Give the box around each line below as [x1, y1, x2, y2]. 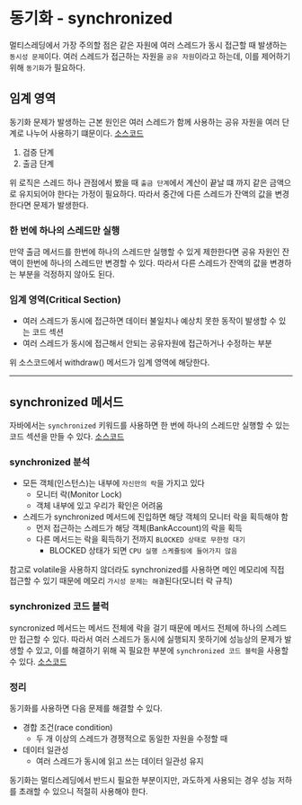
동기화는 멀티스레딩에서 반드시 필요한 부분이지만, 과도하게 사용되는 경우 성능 [9, 774, 276, 786]
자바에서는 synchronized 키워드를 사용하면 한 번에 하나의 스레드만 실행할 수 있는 [9, 420, 290, 431]
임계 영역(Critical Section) [9, 293, 121, 305]
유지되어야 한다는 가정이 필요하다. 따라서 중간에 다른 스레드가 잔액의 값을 [18, 188, 273, 199]
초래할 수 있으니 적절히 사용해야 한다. [18, 786, 148, 797]
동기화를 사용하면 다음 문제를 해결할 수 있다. [9, 703, 164, 714]
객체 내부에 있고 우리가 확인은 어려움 [35, 500, 164, 511]
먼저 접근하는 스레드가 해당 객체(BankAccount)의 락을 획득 [35, 523, 243, 534]
